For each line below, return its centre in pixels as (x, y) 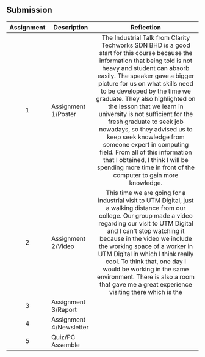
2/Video (63, 246)
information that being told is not (146, 61)
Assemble (66, 345)
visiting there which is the (146, 292)
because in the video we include (146, 238)
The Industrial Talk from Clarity (146, 37)
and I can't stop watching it (146, 230)
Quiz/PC (63, 337)
